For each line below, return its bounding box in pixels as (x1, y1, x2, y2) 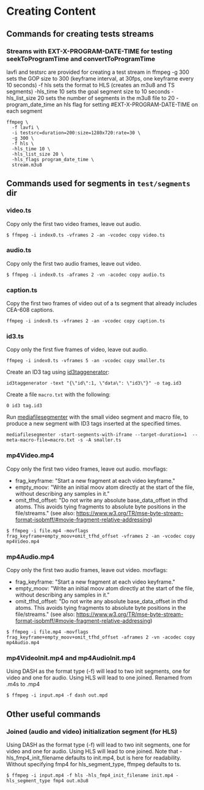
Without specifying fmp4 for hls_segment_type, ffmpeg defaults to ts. (6, 761, 181, 768)
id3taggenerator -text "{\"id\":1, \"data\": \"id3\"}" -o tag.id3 (6, 380, 182, 386)
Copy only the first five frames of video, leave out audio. (6, 346, 148, 353)
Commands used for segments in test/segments (6, 178, 191, 189)
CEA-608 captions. (6, 306, 55, 314)
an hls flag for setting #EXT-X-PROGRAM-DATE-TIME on (56, 101, 199, 108)
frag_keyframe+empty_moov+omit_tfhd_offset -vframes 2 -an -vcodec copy (6, 533, 195, 539)
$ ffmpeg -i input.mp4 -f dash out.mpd (6, 692, 108, 698)
